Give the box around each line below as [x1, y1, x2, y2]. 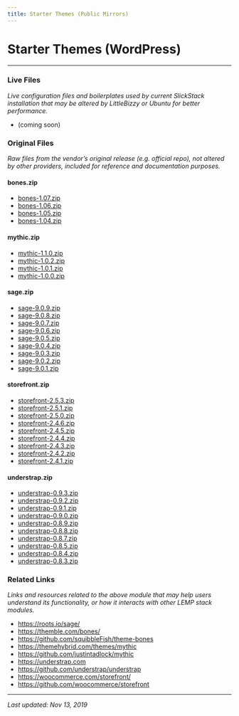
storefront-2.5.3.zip [17, 396, 75, 404]
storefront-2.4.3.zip [17, 441, 75, 450]
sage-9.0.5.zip [17, 334, 60, 342]
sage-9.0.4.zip [17, 341, 61, 349]
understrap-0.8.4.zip [17, 549, 79, 558]
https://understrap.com [17, 658, 87, 666]
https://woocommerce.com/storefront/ [17, 673, 132, 681]
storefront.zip [7, 380, 50, 389]
